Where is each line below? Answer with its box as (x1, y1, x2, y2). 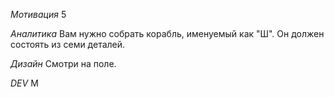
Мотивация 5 (10, 9, 67, 20)
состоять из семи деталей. (10, 39, 126, 50)
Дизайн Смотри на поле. (10, 58, 117, 69)
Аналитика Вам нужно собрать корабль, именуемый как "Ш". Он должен (10, 28, 325, 39)
